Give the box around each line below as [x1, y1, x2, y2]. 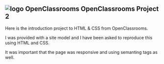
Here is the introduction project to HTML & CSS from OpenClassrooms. [5, 25, 148, 31]
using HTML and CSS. [5, 40, 50, 46]
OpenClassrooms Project [80, 5, 159, 13]
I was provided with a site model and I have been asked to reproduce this [5, 34, 153, 40]
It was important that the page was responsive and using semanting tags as [5, 49, 158, 55]
